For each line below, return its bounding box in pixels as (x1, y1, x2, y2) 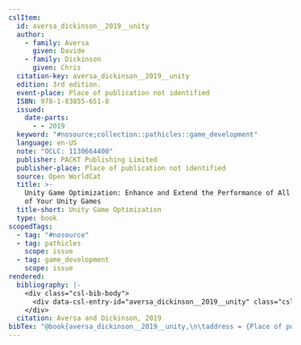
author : (16, 30, 46, 39)
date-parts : (24, 113, 69, 122)
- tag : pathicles (16, 239, 82, 248)
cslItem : (8, 13, 41, 22)
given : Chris (31, 64, 82, 73)
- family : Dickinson (24, 55, 102, 64)
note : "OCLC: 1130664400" (16, 146, 114, 155)
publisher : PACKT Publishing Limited (16, 155, 158, 164)
